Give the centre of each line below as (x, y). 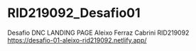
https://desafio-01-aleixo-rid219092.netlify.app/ (77, 40)
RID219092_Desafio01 (74, 13)
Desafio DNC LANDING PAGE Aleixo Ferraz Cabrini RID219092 (98, 33)
